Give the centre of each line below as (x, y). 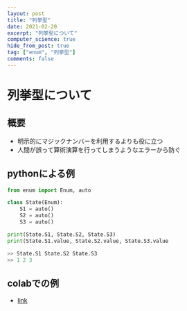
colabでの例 (33, 283)
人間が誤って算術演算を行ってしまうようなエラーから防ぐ (99, 149)
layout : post (26, 14)
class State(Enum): (35, 203)
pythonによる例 (41, 174)
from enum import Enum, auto (49, 190)
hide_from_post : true (38, 46)
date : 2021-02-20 (32, 26)
